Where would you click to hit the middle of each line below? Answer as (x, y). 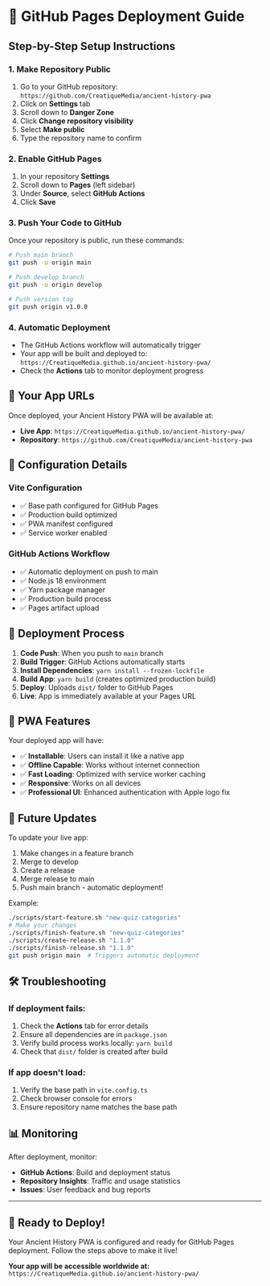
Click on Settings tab (55, 103)
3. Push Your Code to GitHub (65, 223)
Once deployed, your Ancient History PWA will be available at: (111, 415)
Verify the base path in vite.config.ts (84, 1090)
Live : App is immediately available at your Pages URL (108, 695)
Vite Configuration (45, 488)
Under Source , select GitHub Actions (82, 193)
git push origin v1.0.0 (48, 307)
